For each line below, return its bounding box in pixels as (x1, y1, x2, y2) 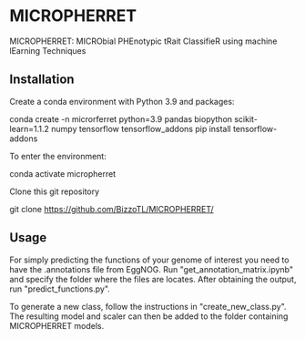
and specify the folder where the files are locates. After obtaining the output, (9, 273, 297, 284)
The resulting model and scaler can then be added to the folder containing (9, 311, 289, 322)
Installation (9, 72, 75, 87)
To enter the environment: (9, 150, 107, 161)
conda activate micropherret (9, 168, 117, 179)
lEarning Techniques (9, 45, 86, 56)
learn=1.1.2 (9, 123, 50, 134)
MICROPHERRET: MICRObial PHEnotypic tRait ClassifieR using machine (9, 36, 278, 46)
